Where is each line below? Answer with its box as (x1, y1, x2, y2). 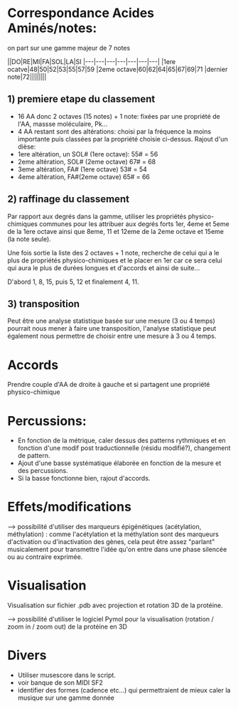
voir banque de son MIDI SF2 (17, 678, 103, 687)
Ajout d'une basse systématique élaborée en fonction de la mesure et (17, 459, 222, 467)
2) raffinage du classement (7, 193, 130, 206)
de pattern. (17, 452, 51, 460)
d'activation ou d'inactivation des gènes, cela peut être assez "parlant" (7, 538, 215, 546)
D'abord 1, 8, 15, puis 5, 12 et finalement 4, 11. (7, 277, 140, 286)
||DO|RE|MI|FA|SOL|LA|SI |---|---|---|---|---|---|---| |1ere (7, 57, 176, 65)
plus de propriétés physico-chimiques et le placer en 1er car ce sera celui (7, 256, 222, 265)
